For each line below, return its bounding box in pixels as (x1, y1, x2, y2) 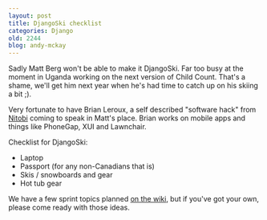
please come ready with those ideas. (8, 202, 130, 213)
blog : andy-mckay (8, 42, 67, 50)
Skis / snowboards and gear (19, 170, 113, 180)
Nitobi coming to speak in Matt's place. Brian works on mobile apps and (8, 113, 246, 123)
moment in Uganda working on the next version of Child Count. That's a (8, 72, 246, 82)
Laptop (19, 153, 44, 163)
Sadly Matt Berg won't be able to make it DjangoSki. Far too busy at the (8, 63, 244, 73)
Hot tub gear (19, 178, 63, 189)
